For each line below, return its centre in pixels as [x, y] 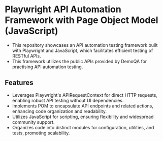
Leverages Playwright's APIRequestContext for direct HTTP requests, [85, 95]
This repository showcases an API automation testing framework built [85, 45]
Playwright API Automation [63, 9]
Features [19, 83]
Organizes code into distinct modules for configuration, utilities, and [83, 127]
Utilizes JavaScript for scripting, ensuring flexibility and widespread [83, 117]
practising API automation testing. [47, 67]
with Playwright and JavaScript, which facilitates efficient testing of [83, 50]
